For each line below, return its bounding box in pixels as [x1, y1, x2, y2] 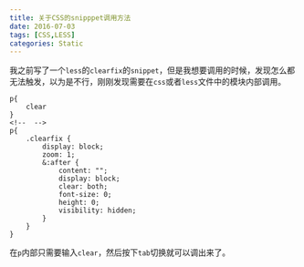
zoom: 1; [42, 150, 76, 159]
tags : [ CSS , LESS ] [9, 30, 76, 39]
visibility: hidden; [58, 206, 137, 215]
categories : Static [9, 38, 84, 48]
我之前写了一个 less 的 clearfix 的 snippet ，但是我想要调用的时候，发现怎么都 [9, 65, 296, 76]
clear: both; [58, 182, 108, 191]
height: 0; [58, 198, 100, 208]
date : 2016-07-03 [9, 22, 76, 31]
